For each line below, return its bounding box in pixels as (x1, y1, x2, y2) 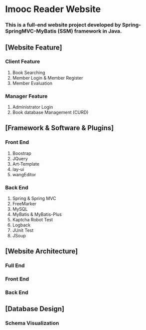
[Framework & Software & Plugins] (5, 124, 114, 132)
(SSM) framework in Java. (57, 28, 122, 35)
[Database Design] (5, 304, 65, 313)
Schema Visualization (5, 319, 59, 326)
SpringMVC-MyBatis (5, 28, 57, 35)
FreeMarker (12, 201, 36, 207)
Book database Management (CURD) (12, 109, 89, 116)
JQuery (12, 155, 28, 161)
